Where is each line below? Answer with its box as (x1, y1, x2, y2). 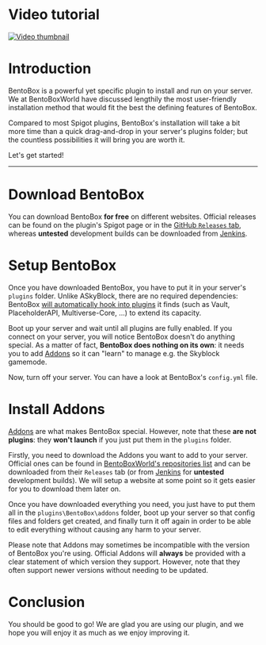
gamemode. (8, 357, 47, 367)
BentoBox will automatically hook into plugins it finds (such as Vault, (8, 299, 230, 309)
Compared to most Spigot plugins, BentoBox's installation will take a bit (8, 117, 241, 128)
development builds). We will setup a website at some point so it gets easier (8, 475, 256, 485)
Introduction (8, 60, 92, 78)
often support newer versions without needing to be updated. (8, 565, 208, 574)
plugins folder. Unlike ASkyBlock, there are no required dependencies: (8, 291, 239, 301)
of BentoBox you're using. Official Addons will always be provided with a (8, 548, 246, 558)
